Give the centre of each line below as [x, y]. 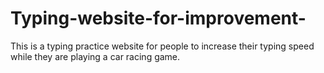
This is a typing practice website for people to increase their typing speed [162, 46]
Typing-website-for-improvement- [158, 18]
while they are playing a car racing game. [95, 56]
